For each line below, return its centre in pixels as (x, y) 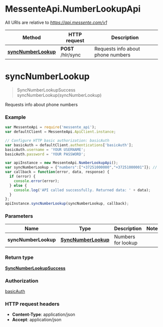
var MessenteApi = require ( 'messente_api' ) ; (51, 127)
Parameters (19, 216)
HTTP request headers (32, 304)
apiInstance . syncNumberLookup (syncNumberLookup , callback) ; (67, 204)
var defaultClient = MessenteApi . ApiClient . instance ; (61, 132)
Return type (19, 257)
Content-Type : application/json (43, 314)
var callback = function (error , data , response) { (57, 172)
